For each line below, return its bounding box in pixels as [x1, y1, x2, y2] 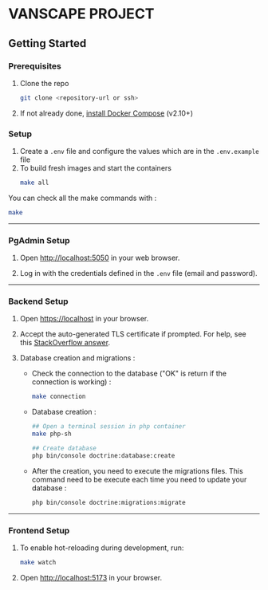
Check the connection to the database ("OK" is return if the [31, 368, 227, 379]
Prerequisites [8, 61, 61, 72]
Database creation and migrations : [19, 353, 136, 363]
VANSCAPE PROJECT [8, 5, 155, 23]
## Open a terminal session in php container [31, 423, 186, 431]
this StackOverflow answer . [19, 338, 110, 348]
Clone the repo [19, 78, 69, 88]
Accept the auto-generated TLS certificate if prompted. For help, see [19, 329, 247, 339]
